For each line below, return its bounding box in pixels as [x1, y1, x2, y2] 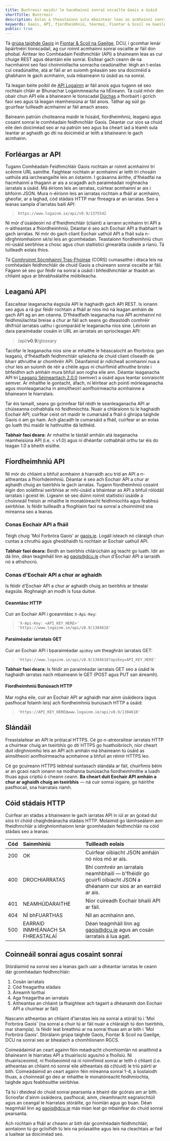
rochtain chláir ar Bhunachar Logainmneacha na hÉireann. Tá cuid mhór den [5, 88, 164, 94]
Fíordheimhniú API [5, 457, 65, 466]
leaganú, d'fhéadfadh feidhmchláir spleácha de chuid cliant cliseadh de [5, 353, 154, 359]
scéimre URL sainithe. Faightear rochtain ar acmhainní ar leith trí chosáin [5, 168, 156, 175]
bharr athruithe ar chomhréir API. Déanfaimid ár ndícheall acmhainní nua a [5, 358, 160, 364]
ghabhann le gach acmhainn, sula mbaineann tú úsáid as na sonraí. [5, 73, 146, 79]
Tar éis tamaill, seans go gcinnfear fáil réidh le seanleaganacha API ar [5, 400, 150, 406]
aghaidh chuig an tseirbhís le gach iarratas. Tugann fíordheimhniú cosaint [5, 481, 158, 487]
